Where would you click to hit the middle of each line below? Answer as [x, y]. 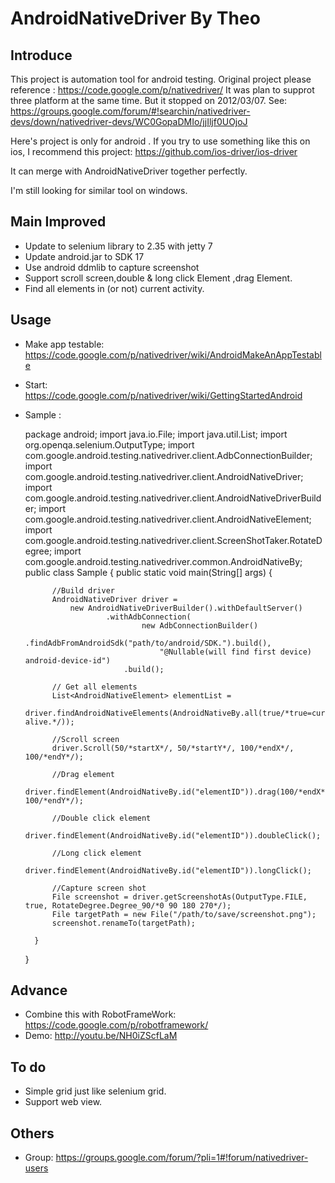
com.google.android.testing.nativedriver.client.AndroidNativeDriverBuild [173, 498]
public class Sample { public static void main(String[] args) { [148, 572]
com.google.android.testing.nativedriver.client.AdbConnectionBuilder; [168, 455]
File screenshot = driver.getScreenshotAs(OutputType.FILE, [179, 897]
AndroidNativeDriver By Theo [135, 18]
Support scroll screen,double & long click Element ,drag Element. [158, 278]
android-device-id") [67, 660]
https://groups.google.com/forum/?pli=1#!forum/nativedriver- [182, 1158]
